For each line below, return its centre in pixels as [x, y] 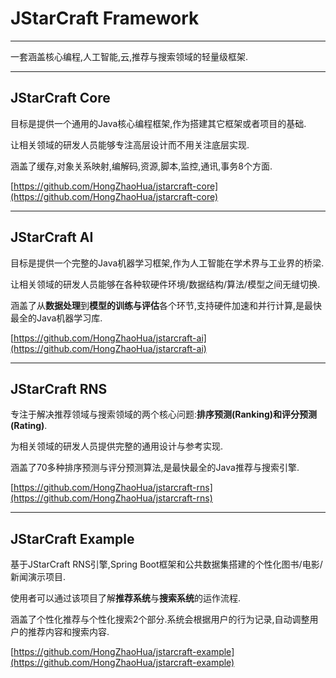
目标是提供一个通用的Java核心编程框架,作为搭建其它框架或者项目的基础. [158, 123]
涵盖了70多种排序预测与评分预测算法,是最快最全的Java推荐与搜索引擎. [155, 468]
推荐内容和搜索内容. [68, 632]
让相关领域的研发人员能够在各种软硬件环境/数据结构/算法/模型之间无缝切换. [165, 284]
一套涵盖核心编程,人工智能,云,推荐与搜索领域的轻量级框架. [129, 56]
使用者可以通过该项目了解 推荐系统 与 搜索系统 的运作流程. [126, 598]
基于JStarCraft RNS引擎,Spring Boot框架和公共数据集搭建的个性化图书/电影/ [166, 564]
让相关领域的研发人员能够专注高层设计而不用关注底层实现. [130, 144]
